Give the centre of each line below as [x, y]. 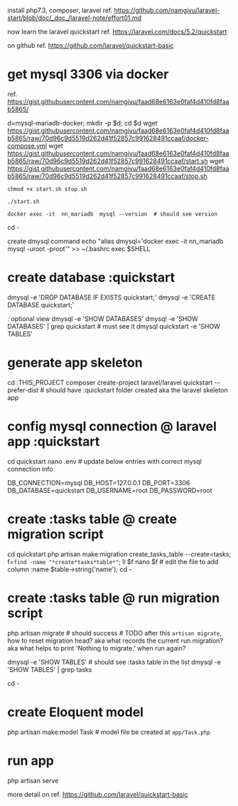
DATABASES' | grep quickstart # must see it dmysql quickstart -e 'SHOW [114, 326]
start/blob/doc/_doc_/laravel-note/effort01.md [75, 18]
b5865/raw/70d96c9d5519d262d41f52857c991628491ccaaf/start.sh [108, 160]
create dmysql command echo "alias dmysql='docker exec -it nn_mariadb [115, 241]
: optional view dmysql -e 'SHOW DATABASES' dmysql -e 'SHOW [103, 318]
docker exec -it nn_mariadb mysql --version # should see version [113, 214]
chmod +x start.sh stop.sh [47, 189]
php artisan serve [33, 780]
